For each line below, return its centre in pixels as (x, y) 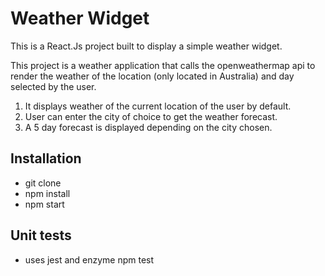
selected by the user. (53, 86)
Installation (46, 158)
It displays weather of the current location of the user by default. (158, 106)
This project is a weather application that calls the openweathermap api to (163, 65)
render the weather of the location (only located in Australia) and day (152, 76)
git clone (43, 183)
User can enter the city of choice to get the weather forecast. (151, 116)
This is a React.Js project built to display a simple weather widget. (146, 46)
